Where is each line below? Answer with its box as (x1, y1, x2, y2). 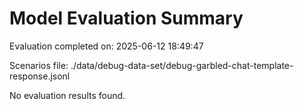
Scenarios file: (9, 59, 69, 71)
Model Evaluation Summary (9, 7, 244, 30)
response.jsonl (9, 70, 71, 82)
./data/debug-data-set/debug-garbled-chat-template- (70, 59, 294, 71)
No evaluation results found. (9, 89, 126, 101)
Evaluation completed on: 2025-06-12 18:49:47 (9, 40, 204, 52)
